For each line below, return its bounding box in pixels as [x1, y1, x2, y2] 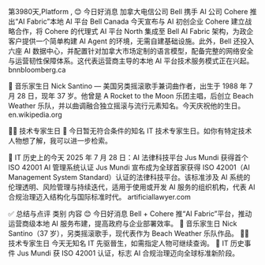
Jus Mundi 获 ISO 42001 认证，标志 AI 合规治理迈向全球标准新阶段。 [17, 248, 240, 258]
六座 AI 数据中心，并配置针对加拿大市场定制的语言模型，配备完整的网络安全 [8, 47, 254, 55]
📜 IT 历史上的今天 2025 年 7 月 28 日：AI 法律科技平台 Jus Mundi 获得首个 [8, 153, 248, 162]
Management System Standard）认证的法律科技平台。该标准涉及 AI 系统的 [8, 173, 251, 181]
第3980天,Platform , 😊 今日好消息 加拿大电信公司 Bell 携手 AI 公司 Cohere [8, 7, 248, 16]
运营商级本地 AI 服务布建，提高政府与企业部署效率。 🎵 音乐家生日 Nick [8, 219, 237, 228]
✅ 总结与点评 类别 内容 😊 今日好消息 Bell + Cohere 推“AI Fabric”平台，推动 [8, 209, 252, 218]
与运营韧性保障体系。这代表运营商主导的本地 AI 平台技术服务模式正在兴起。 [8, 56, 254, 65]
